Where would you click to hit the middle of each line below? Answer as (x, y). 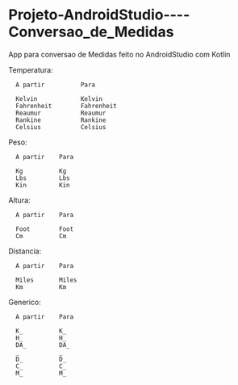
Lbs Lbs (43, 178)
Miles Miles (47, 280)
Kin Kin (43, 185)
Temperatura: (31, 69)
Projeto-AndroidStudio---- (99, 15)
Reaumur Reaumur (61, 113)
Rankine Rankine (61, 120)
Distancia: (25, 251)
